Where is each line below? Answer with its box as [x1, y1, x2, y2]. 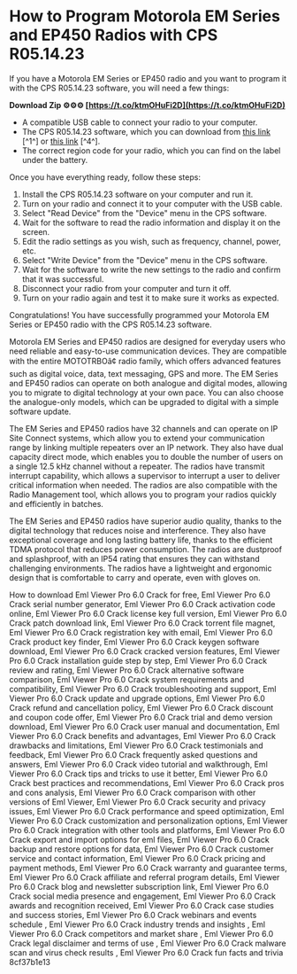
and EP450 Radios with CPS [9, 25, 218, 45]
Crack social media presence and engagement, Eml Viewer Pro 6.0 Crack [9, 891, 277, 901]
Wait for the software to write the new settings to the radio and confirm [21, 264, 281, 275]
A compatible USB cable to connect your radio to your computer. [21, 117, 258, 128]
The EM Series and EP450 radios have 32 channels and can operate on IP [9, 423, 278, 433]
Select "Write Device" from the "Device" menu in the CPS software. [21, 254, 268, 265]
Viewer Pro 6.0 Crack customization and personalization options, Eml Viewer [9, 815, 288, 826]
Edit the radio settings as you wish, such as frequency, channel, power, [21, 236, 281, 246]
